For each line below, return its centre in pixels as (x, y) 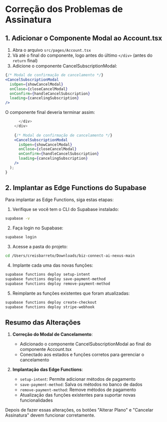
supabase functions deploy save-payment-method (56, 279)
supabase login (21, 237)
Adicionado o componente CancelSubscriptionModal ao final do (85, 344)
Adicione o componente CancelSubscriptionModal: (65, 66)
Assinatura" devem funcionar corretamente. (50, 415)
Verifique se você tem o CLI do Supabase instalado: (66, 210)
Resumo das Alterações (43, 322)
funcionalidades (36, 400)
